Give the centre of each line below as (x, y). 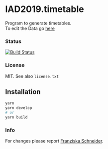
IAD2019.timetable (45, 9)
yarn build (16, 117)
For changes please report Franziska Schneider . (54, 141)
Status (13, 41)
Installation (23, 92)
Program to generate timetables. (38, 23)
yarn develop (19, 108)
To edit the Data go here (30, 28)
